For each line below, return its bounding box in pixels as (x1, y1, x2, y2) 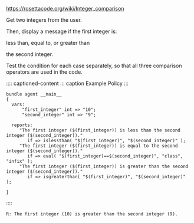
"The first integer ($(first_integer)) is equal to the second (19, 143, 178, 149)
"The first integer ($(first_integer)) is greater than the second (19, 163, 189, 169)
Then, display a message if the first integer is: (6, 28, 117, 35)
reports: (11, 122, 33, 128)
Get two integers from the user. (6, 17, 83, 23)
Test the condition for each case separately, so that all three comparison (6, 62, 182, 69)
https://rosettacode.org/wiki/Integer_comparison (6, 5, 124, 12)
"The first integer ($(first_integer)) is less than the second (19, 127, 181, 133)
